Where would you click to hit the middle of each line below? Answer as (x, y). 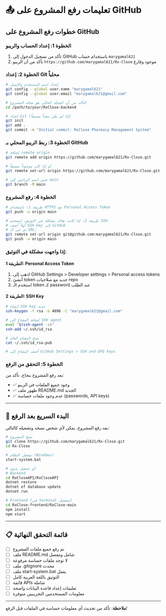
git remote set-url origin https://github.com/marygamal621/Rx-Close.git (83, 171)
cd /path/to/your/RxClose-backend (41, 107)
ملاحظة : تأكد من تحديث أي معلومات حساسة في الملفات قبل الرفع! (66, 608)
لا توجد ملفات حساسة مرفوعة (40, 560)
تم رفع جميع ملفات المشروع (38, 549)
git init (15, 121)
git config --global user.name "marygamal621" (54, 89)
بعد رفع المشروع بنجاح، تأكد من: (35, 375)
